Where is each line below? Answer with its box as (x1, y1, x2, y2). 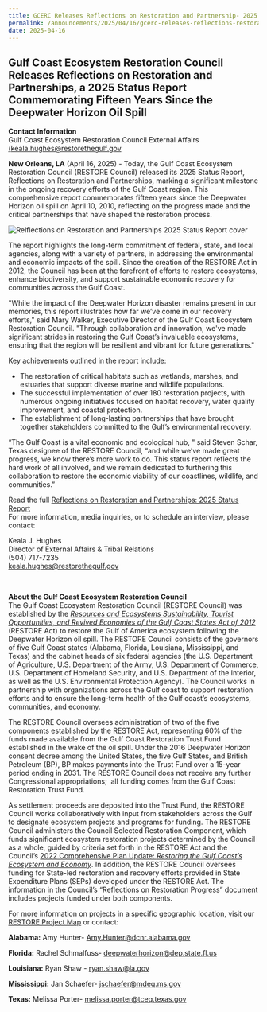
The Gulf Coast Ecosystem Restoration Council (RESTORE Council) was (8, 601, 242, 610)
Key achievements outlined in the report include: (8, 356, 167, 366)
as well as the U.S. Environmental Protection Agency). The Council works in (8, 677, 256, 687)
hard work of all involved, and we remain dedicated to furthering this (8, 463, 233, 473)
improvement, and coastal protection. (19, 405, 143, 415)
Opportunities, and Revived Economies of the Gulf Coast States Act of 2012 (8, 617, 256, 627)
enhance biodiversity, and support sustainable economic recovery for (8, 274, 236, 284)
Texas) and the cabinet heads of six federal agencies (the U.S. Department (8, 652, 253, 661)
